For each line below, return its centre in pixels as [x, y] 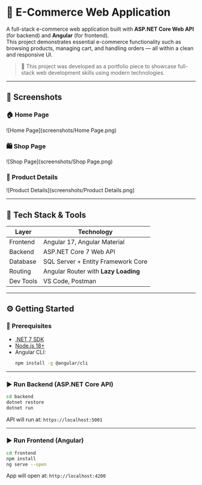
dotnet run [20, 408]
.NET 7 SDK [29, 339]
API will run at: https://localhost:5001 [54, 419]
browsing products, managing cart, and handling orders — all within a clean [100, 48]
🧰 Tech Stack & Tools [46, 215]
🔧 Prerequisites [29, 326]
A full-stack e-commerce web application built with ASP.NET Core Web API [100, 29]
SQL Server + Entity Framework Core [95, 261]
